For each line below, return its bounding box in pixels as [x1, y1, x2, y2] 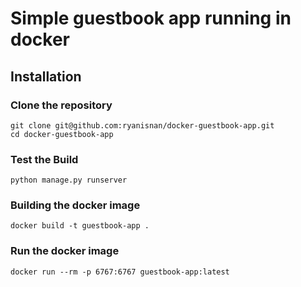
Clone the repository [10, 98, 113, 112]
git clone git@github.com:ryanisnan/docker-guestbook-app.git [10, 120, 275, 131]
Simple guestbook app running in [10, 7, 292, 30]
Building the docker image [10, 198, 141, 212]
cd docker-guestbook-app [10, 129, 114, 139]
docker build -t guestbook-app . [10, 221, 150, 231]
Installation [10, 68, 82, 85]
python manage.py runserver [10, 175, 128, 186]
